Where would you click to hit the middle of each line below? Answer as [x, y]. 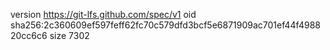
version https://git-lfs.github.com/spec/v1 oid [103, 14]
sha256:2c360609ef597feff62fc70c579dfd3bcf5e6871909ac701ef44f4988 [165, 25]
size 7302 [69, 35]
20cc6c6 [29, 35]
